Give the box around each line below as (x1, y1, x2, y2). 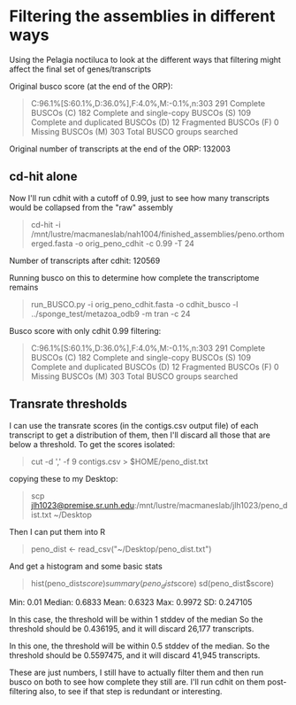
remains (9, 282, 39, 292)
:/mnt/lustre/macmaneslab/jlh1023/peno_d (133, 500, 288, 510)
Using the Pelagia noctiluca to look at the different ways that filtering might (9, 54, 281, 65)
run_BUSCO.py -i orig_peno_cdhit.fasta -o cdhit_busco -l (30, 298, 239, 309)
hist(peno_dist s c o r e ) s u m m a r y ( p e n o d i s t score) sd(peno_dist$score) (30, 577, 275, 591)
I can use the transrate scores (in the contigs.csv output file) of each (9, 420, 259, 430)
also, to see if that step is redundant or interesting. (39, 686, 223, 697)
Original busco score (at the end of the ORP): (9, 81, 174, 91)
